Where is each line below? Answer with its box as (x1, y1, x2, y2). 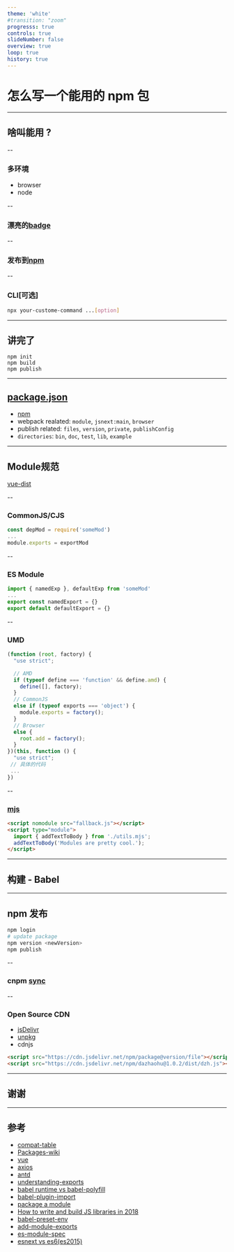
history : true (7, 56, 49, 63)
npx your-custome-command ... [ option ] (7, 307, 120, 314)
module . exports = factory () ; (19, 709, 104, 717)
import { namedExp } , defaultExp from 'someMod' (7, 585, 151, 593)
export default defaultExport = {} (7, 605, 111, 612)
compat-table (17, 1141, 57, 1149)
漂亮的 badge (7, 220, 51, 230)
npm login (7, 926, 36, 933)
